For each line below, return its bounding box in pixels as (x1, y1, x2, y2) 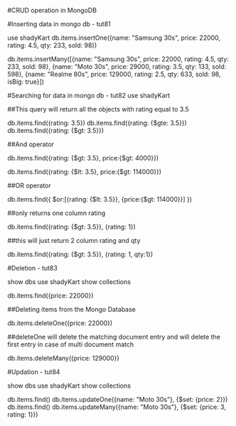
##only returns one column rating (7, 209, 106, 217)
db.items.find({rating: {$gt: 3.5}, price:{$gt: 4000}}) (7, 154, 159, 162)
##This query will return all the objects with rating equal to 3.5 (7, 105, 190, 113)
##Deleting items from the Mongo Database (7, 305, 136, 313)
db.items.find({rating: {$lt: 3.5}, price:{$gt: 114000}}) (7, 168, 162, 176)
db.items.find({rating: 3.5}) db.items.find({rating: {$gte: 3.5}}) (7, 119, 187, 127)
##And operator (7, 140, 55, 148)
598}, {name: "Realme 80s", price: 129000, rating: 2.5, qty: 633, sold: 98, (7, 70, 221, 78)
